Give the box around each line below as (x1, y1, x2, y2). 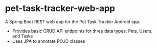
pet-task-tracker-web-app (5, 3, 115, 14)
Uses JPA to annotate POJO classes (12, 38, 86, 44)
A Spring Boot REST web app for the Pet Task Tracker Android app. (5, 19, 141, 24)
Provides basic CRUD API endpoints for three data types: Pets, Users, (12, 28, 153, 34)
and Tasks (12, 33, 33, 39)
